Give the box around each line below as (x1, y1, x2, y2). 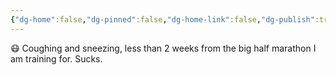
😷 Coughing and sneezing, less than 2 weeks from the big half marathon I (10, 42, 317, 54)
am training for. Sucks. (10, 52, 103, 65)
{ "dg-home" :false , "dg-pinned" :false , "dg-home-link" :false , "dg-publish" (10, 14, 315, 25)
